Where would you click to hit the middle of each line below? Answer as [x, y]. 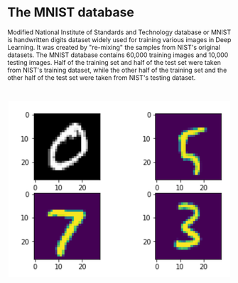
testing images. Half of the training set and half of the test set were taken [114, 62]
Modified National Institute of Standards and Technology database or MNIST [119, 32]
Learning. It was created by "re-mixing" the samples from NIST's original [114, 47]
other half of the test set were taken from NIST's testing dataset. [102, 77]
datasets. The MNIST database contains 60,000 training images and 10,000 [118, 55]
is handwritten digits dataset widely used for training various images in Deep [119, 39]
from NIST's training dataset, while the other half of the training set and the [117, 70]
